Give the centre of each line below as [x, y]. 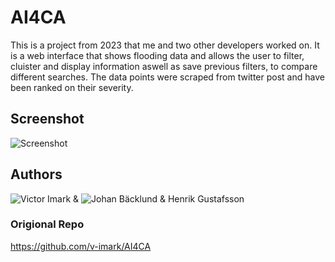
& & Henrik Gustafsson [159, 198]
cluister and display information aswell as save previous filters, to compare [164, 66]
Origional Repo [47, 224]
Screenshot [47, 119]
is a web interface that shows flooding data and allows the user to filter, [157, 55]
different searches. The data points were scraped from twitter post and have [167, 77]
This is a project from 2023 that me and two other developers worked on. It [165, 45]
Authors [36, 174]
